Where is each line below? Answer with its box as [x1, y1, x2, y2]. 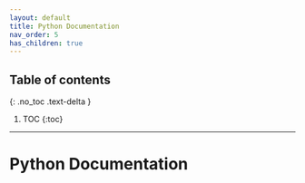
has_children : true [9, 38, 84, 48]
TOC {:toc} [22, 114, 64, 125]
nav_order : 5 [9, 30, 59, 39]
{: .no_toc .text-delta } [9, 96, 92, 107]
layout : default [9, 13, 71, 23]
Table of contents [9, 72, 111, 87]
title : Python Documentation [9, 22, 120, 31]
